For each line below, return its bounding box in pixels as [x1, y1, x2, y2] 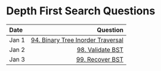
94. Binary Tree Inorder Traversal [30, 36, 124, 44]
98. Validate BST [76, 45, 124, 54]
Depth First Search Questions [6, 4, 156, 18]
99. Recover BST [76, 55, 124, 63]
